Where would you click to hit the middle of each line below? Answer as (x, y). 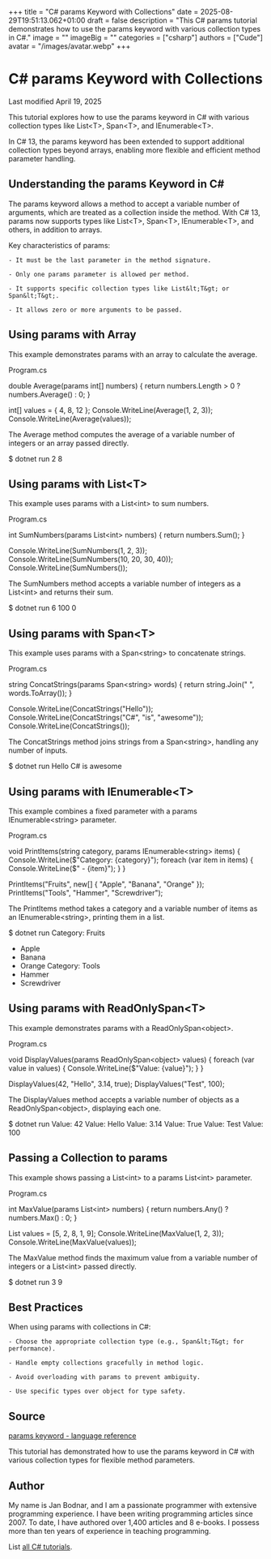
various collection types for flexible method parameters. (102, 1460)
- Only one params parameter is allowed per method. (99, 274)
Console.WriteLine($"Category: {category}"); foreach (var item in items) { (131, 860)
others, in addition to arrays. (55, 230)
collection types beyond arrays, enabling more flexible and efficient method (134, 150)
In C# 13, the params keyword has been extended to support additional (127, 141)
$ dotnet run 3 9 (36, 1282)
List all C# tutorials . (40, 1547)
